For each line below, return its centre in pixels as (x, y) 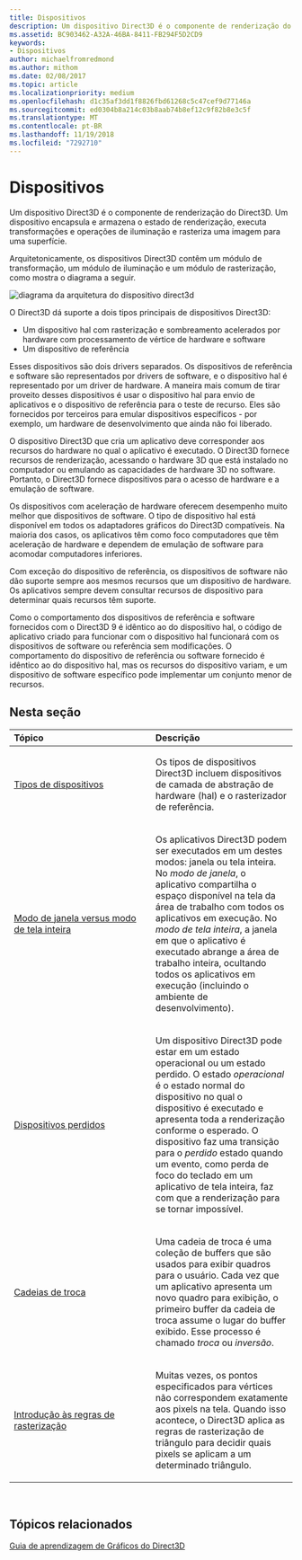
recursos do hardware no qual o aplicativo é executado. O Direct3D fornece (150, 450)
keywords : (28, 43)
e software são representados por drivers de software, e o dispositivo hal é (148, 376)
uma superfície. (38, 241)
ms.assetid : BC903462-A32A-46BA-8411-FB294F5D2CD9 (106, 34)
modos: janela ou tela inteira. (216, 862)
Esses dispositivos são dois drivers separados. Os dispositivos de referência (151, 366)
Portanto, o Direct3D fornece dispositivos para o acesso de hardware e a (145, 479)
